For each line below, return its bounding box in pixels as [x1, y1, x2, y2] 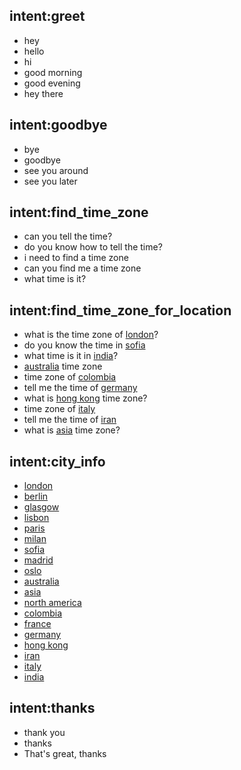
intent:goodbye [9, 117, 108, 134]
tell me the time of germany [23, 382, 138, 394]
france [23, 618, 52, 630]
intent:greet [9, 8, 86, 25]
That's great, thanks [23, 747, 107, 759]
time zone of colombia [23, 371, 117, 383]
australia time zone [23, 360, 103, 373]
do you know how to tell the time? [23, 241, 163, 253]
